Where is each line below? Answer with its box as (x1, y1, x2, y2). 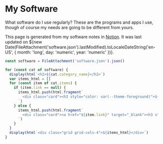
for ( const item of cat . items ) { (9, 81, 77, 86)
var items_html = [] (9, 76, 51, 81)
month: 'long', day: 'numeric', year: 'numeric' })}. (17, 49, 114, 55)
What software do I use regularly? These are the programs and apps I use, (5, 19, 154, 25)
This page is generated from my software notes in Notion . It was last (5, 34, 142, 40)
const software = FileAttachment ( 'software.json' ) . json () (5, 58, 125, 63)
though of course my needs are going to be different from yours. (5, 24, 134, 30)
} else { (14, 103, 32, 108)
